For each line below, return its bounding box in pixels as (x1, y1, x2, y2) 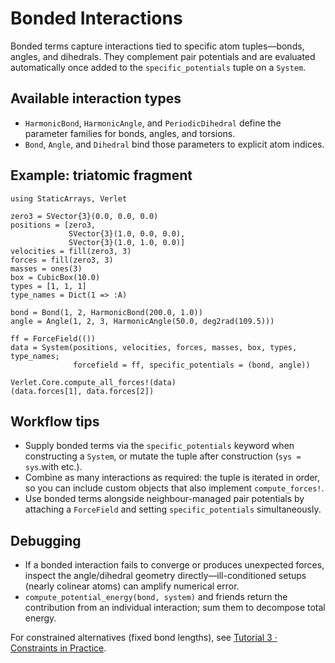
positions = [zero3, (10, 220, 97, 230)
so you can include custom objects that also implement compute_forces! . (24, 482, 325, 494)
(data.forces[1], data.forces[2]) (10, 386, 155, 396)
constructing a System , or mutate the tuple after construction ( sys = (24, 450, 302, 462)
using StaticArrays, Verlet (10, 193, 128, 204)
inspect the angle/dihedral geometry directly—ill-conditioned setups (24, 570, 307, 582)
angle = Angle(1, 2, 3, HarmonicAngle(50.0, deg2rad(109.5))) (10, 316, 275, 326)
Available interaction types (10, 90, 182, 107)
